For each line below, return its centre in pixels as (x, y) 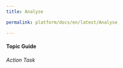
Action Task (21, 60)
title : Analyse (25, 12)
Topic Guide (21, 46)
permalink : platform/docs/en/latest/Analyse (62, 22)
